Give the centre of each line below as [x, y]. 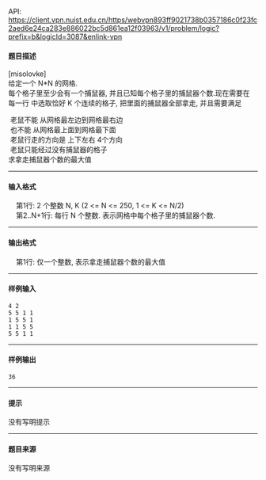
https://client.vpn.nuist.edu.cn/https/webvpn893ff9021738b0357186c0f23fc [133, 20]
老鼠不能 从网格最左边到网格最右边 [66, 120]
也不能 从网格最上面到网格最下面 [63, 130]
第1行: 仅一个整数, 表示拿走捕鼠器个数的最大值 [91, 261]
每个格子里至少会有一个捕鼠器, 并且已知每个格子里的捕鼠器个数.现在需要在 [129, 93]
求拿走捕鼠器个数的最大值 [50, 160]
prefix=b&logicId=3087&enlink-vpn [65, 36]
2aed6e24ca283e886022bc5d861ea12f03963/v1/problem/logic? [114, 28]
